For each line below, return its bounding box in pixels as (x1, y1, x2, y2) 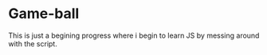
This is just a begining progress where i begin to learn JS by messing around (8, 31, 260, 40)
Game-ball (8, 5, 80, 23)
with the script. (8, 38, 57, 48)
